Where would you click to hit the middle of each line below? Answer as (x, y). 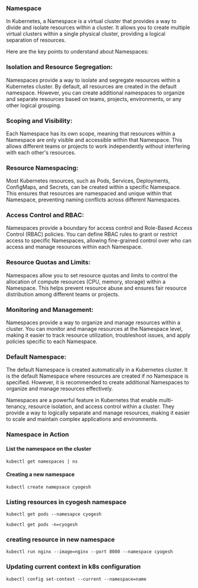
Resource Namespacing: (42, 167)
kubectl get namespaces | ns (42, 461)
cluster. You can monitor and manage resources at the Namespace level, (95, 329)
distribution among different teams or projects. (63, 294)
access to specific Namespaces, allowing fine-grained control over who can (99, 241)
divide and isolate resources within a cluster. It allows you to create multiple (98, 27)
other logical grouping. (34, 105)
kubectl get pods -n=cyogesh (42, 524)
